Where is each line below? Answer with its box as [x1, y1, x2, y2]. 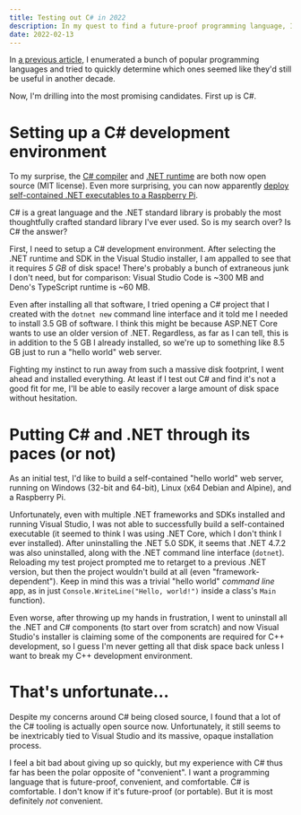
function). [9, 595, 46, 606]
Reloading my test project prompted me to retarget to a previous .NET [9, 557, 267, 568]
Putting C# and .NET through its [9, 424, 251, 445]
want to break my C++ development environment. [9, 651, 193, 662]
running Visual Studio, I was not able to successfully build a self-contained [9, 519, 285, 530]
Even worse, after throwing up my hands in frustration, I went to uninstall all [9, 612, 288, 623]
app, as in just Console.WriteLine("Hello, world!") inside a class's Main [9, 585, 276, 596]
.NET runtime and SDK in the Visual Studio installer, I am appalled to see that [9, 253, 291, 264]
